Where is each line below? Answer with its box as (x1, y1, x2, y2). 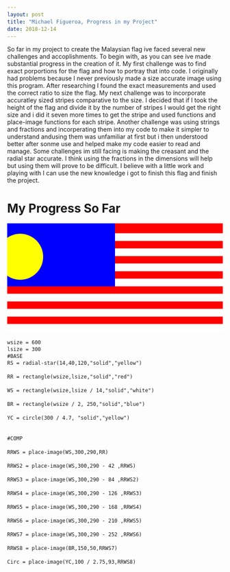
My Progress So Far (7, 200, 121, 216)
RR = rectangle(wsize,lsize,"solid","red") (7, 374, 133, 381)
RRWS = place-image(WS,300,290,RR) (7, 449, 109, 456)
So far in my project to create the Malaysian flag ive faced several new (7, 45, 206, 53)
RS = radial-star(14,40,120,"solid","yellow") (7, 360, 142, 367)
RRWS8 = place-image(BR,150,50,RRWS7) (7, 545, 118, 552)
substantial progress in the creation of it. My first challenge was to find (7, 60, 207, 68)
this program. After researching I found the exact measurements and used (7, 82, 216, 90)
